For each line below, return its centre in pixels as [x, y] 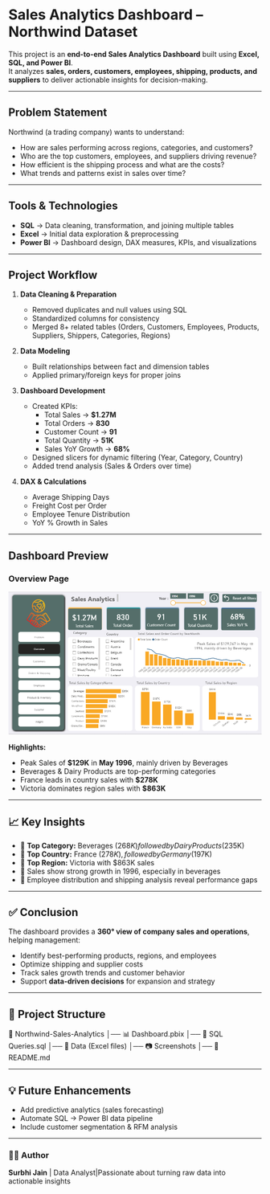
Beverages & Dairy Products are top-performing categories [118, 771]
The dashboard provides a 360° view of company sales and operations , [129, 932]
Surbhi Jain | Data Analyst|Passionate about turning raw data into [117, 1173]
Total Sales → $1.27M [80, 415]
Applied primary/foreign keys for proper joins [106, 375]
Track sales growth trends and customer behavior [102, 973]
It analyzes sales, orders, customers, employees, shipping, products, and [133, 71]
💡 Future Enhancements [70, 1090]
